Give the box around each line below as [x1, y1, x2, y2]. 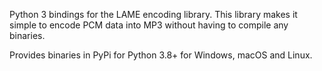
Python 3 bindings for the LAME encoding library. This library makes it [9, 9, 298, 20]
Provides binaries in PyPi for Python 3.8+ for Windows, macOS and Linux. [9, 49, 313, 61]
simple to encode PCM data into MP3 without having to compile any [9, 19, 289, 31]
